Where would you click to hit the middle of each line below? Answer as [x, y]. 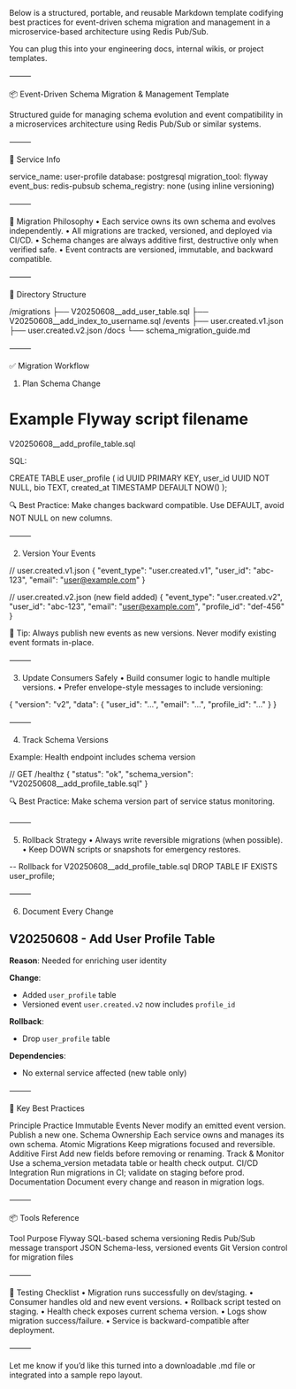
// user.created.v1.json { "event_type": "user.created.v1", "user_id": [130, 570]
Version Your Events [59, 553]
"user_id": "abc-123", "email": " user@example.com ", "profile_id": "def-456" [147, 606]
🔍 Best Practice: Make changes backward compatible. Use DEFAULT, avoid [147, 505]
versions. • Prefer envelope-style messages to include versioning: [142, 687]
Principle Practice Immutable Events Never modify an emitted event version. [148, 1125]
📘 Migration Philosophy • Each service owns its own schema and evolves [142, 221]
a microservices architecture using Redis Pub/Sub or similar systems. [135, 124]
